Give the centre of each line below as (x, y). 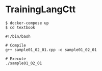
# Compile (16, 45)
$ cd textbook (20, 27)
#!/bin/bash (18, 36)
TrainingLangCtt (41, 9)
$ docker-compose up (27, 23)
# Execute (16, 59)
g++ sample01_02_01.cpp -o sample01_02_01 (51, 50)
